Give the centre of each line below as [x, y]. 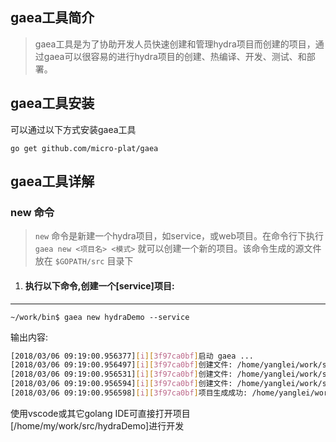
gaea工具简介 [52, 18]
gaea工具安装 [52, 103]
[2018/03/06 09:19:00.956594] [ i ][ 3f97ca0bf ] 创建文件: [121, 384]
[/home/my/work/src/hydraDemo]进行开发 [97, 425]
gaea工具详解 [52, 181]
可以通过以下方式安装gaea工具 [73, 129]
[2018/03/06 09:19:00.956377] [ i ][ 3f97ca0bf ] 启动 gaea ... [132, 356]
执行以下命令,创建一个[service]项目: [99, 285]
